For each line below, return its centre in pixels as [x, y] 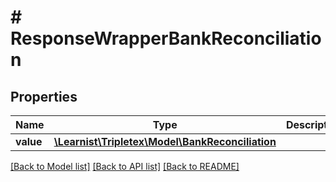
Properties [44, 96]
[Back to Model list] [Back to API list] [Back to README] [125, 166]
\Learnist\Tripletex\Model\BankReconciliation [165, 141]
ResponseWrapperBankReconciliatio [166, 38]
